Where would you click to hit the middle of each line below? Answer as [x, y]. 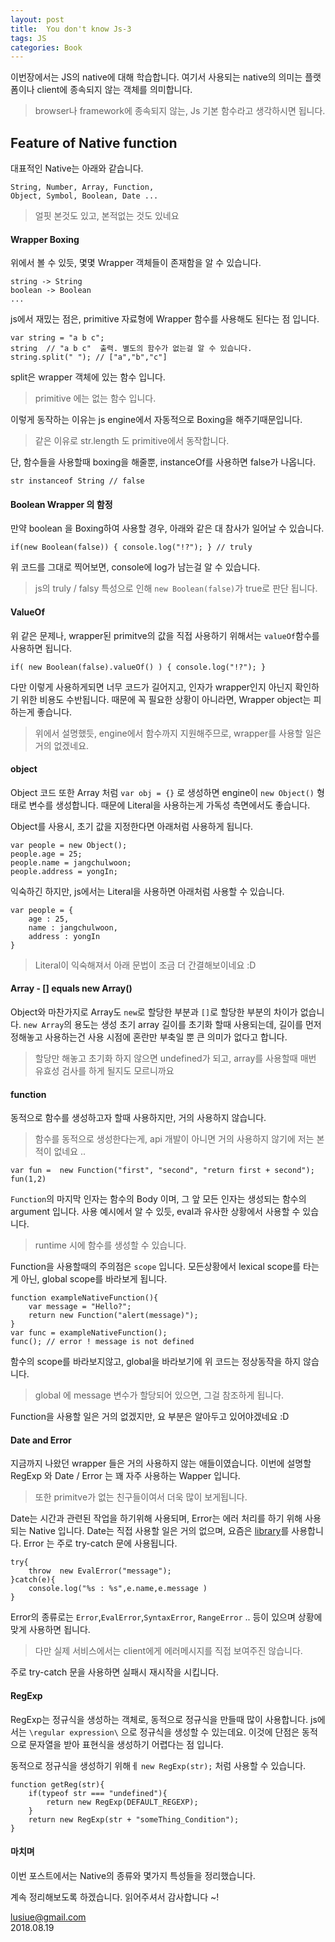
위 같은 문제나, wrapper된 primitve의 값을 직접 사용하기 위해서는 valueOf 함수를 [165, 635]
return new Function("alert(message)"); [113, 1316]
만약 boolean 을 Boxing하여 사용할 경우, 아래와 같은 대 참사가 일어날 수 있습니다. [167, 528]
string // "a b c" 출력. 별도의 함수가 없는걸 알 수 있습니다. [131, 349]
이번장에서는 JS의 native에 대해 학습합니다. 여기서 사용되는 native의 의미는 [156, 77]
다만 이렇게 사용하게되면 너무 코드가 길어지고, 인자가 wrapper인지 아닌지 [151, 687]
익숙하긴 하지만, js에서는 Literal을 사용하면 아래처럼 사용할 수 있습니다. [147, 891]
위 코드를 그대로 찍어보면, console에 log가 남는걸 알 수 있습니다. [135, 567]
